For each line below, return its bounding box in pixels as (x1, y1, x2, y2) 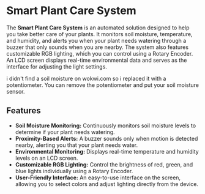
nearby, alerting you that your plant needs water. (15, 141, 138, 149)
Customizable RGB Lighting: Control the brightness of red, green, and (15, 160, 193, 168)
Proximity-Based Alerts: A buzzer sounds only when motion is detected (15, 135, 198, 142)
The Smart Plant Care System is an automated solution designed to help (6, 24, 190, 31)
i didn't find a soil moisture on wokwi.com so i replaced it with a (6, 75, 166, 82)
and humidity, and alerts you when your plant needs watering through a (6, 37, 187, 44)
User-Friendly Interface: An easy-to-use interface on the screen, (15, 174, 181, 181)
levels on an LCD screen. (15, 154, 78, 162)
